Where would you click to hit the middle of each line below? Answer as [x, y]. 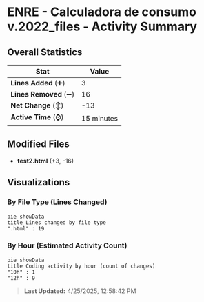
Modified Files [39, 144]
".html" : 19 [26, 228]
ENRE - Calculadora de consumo [102, 12]
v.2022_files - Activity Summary [102, 27]
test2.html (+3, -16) [45, 161]
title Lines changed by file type [57, 222]
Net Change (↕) [37, 105]
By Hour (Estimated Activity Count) [67, 245]
